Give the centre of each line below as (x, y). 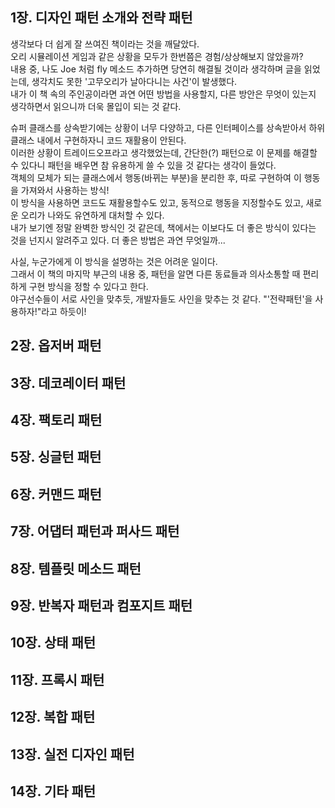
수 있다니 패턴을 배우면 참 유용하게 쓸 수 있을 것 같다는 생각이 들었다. (143, 165)
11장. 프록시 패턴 (57, 679)
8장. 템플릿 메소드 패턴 (76, 568)
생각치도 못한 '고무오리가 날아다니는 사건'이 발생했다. (134, 81)
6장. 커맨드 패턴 (56, 494)
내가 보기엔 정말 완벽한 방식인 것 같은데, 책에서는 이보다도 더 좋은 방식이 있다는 (163, 227)
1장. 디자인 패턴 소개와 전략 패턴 (101, 18)
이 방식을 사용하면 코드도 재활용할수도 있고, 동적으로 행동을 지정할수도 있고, (157, 202)
